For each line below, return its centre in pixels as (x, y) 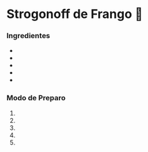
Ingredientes (28, 36)
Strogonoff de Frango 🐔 (75, 14)
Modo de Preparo (36, 98)
